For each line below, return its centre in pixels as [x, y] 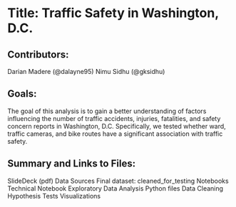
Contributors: [38, 54]
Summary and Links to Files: [72, 164]
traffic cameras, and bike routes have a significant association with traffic [115, 134]
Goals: [22, 94]
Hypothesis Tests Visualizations [54, 196]
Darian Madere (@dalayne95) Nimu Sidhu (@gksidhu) [86, 71]
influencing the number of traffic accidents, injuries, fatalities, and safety [114, 118]
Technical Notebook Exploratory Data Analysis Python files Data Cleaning [115, 188]
